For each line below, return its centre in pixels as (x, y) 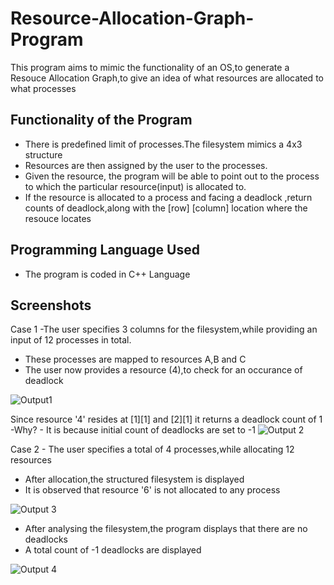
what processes (43, 88)
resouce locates (58, 218)
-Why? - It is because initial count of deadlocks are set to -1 (133, 430)
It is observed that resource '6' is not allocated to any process (152, 490)
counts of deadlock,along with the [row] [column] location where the (166, 208)
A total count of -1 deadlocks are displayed (113, 550)
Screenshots (51, 305)
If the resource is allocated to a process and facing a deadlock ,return (168, 197)
